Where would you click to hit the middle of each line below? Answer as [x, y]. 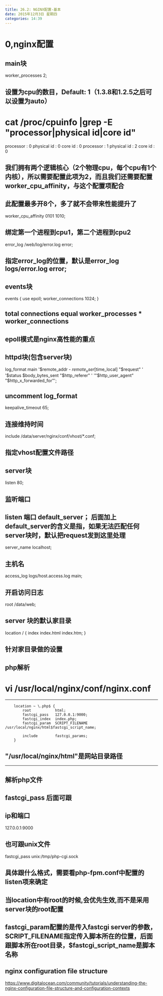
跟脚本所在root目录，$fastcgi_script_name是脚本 [80, 945]
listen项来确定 [26, 882]
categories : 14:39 [24, 18]
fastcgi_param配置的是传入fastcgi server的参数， [81, 927]
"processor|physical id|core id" [70, 132]
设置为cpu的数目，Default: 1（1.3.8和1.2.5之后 [75, 92]
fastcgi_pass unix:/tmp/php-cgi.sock [42, 856]
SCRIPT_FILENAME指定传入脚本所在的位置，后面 [79, 936]
